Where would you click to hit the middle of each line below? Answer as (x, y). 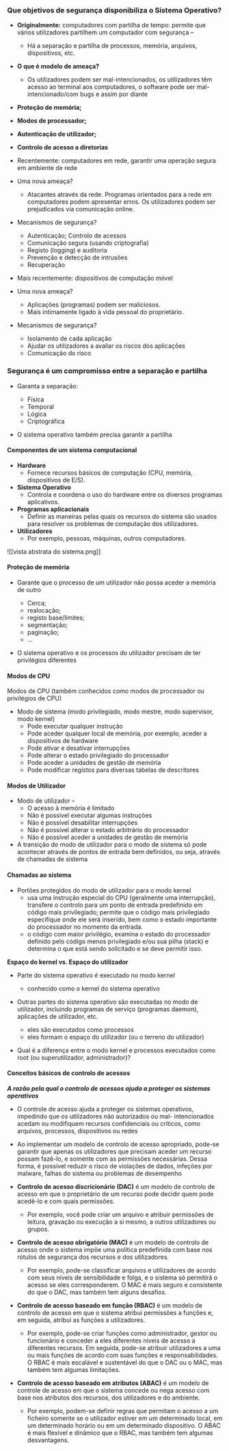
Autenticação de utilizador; (57, 134)
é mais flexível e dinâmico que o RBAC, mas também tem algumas (120, 1432)
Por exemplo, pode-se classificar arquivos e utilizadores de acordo (122, 1270)
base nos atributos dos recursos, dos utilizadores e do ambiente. (108, 1397)
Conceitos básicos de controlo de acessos (69, 1073)
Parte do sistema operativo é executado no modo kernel (96, 975)
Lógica (37, 414)
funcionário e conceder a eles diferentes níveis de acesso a (111, 1341)
